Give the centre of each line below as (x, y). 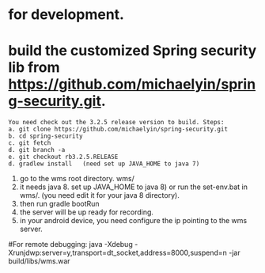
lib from (34, 68)
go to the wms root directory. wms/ (77, 179)
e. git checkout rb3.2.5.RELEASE (63, 157)
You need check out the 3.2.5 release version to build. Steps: (116, 123)
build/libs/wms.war (39, 261)
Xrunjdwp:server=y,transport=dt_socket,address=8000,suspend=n (118, 253)
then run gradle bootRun (60, 204)
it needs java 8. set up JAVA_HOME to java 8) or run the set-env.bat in (133, 187)
